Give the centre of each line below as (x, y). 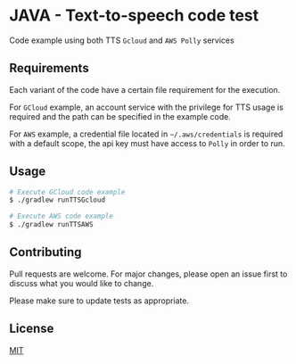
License (32, 329)
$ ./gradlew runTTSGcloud (57, 200)
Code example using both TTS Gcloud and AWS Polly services (122, 40)
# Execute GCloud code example (67, 192)
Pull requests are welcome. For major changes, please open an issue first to (148, 274)
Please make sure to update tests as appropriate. (99, 301)
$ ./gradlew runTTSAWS (51, 225)
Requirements (49, 68)
